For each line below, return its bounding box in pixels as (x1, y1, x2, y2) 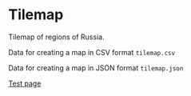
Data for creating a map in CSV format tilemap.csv (8, 47, 176, 57)
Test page (8, 78, 42, 88)
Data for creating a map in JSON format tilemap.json (8, 62, 184, 73)
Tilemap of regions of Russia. (8, 32, 105, 42)
